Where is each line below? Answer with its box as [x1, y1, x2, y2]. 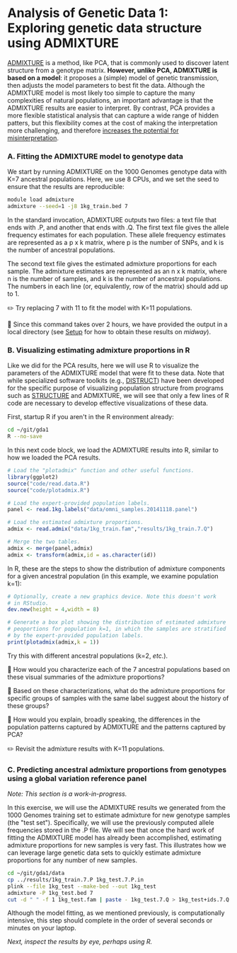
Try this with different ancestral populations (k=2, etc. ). [7, 651, 168, 660]
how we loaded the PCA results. [7, 453, 100, 462]
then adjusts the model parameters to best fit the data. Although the [7, 81, 205, 89]
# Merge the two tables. [7, 538, 81, 546]
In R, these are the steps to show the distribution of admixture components [7, 564, 226, 573]
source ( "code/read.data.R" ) [7, 480, 91, 487]
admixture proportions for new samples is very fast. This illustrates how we [7, 841, 226, 850]
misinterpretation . [7, 133, 59, 142]
